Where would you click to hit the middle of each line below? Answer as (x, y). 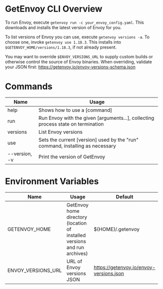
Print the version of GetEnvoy (72, 157)
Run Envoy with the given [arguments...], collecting (96, 118)
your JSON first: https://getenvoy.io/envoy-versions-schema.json (70, 67)
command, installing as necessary (77, 145)
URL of (74, 261)
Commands (29, 87)
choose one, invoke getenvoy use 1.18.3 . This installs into (63, 42)
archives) (77, 253)
